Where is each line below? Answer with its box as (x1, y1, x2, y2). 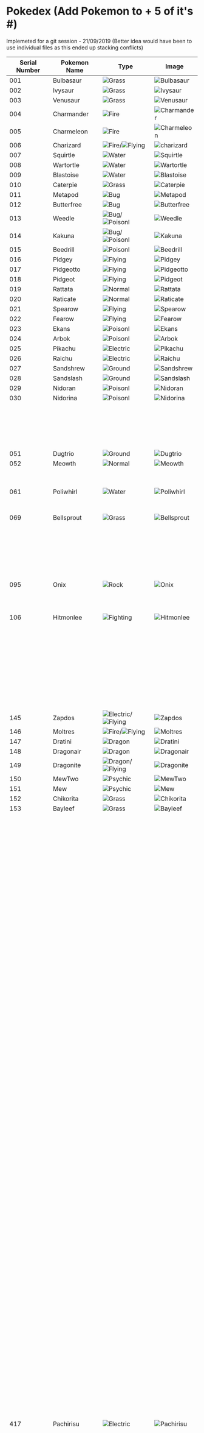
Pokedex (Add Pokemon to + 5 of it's (6, 4, 194, 18)
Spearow (52, 305, 79, 313)
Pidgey (52, 255, 73, 263)
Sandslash (52, 373, 83, 382)
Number (16, 66, 41, 74)
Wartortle (52, 160, 80, 169)
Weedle (52, 214, 75, 222)
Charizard (52, 141, 81, 149)
